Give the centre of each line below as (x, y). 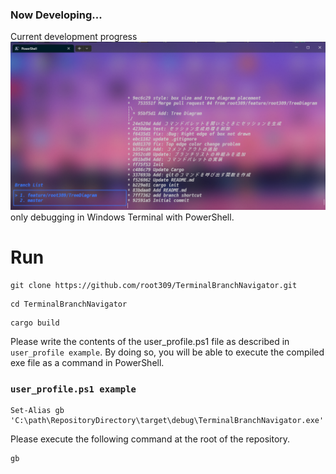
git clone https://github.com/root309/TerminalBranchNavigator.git (154, 285)
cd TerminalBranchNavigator (69, 304)
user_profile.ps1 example (73, 389)
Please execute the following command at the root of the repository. (150, 439)
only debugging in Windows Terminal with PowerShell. (122, 217)
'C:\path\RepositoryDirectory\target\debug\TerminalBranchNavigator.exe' (167, 421)
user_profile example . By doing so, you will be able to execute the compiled (167, 352)
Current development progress (74, 37)
